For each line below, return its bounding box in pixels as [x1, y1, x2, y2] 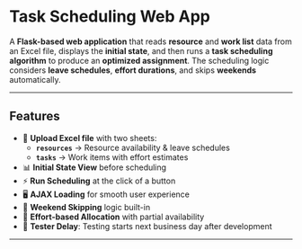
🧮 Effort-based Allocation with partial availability [22, 211, 205, 222]
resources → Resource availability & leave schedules [35, 142, 231, 153]
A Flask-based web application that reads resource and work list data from [9, 36, 292, 47]
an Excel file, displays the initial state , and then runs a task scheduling [9, 45, 273, 56]
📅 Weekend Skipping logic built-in [22, 201, 151, 212]
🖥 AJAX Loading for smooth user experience [22, 189, 191, 200]
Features [9, 109, 60, 124]
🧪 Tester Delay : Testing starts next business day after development [22, 220, 272, 231]
